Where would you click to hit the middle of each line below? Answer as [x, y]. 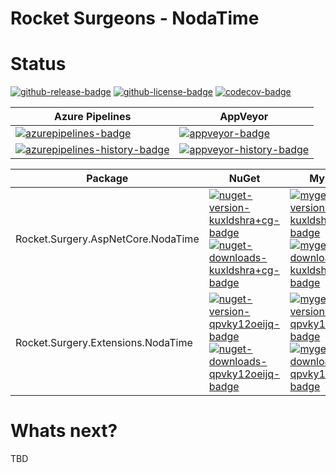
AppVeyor [244, 117]
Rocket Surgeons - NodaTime [135, 18]
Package [107, 179]
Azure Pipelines [93, 117]
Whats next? [64, 431]
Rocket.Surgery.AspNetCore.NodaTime [107, 239]
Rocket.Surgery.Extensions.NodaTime [104, 343]
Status [38, 64]
